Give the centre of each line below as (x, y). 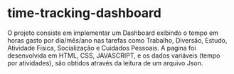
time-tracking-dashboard (84, 13)
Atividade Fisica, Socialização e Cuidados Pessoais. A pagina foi (102, 48)
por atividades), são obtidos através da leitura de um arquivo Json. (105, 63)
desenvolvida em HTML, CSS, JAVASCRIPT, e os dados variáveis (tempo (114, 55)
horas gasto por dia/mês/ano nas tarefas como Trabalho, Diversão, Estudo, (117, 40)
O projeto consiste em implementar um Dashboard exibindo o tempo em (113, 33)
